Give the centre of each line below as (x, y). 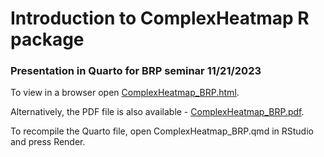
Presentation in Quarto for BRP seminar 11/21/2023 (136, 71)
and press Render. (48, 142)
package (47, 39)
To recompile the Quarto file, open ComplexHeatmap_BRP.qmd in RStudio (162, 131)
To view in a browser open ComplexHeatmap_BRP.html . (125, 93)
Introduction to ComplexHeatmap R (160, 18)
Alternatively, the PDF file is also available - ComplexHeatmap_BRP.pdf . (157, 112)
